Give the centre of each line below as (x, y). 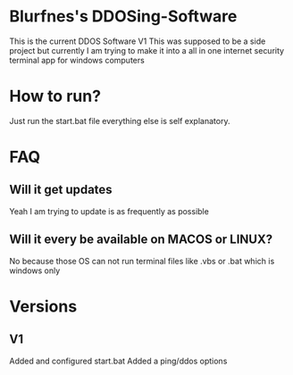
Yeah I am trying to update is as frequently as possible (109, 211)
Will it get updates (61, 190)
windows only (35, 271)
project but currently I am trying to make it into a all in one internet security (146, 50)
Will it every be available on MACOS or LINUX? (141, 240)
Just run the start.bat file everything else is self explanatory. (120, 121)
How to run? (55, 96)
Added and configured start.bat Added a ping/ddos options (118, 361)
